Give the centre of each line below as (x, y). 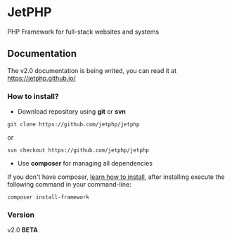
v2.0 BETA (23, 230)
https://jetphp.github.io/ (41, 78)
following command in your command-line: (69, 185)
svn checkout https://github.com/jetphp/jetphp (78, 151)
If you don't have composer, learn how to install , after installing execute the (116, 177)
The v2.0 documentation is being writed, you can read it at (92, 70)
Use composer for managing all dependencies (85, 164)
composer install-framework (49, 197)
